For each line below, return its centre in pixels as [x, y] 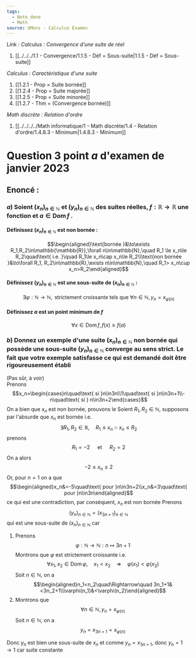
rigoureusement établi [39, 365]
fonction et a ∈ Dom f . [40, 216]
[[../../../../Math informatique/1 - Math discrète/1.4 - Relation [86, 126]
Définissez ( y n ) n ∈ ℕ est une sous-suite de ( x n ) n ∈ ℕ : [72, 283]
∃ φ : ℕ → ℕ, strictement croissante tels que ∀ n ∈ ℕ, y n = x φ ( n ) [99, 298]
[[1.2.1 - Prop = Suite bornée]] [50, 85]
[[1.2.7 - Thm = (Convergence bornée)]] [63, 104]
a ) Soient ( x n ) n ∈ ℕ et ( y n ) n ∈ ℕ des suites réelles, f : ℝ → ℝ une [98, 208]
